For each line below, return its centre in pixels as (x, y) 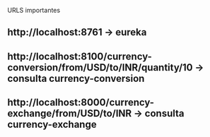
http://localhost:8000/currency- (81, 103)
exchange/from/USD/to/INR (70, 113)
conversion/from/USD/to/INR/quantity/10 (100, 67)
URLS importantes (34, 10)
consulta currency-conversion (76, 78)
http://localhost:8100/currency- (80, 56)
